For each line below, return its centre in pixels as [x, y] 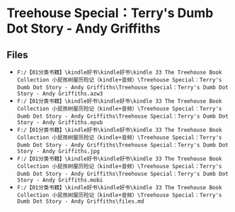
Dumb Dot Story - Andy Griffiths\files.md [80, 201]
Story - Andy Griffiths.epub [60, 123]
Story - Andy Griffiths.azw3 [60, 94]
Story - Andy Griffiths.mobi [60, 180]
